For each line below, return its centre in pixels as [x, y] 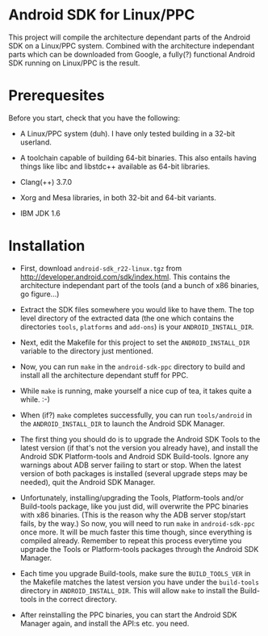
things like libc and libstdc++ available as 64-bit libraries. [115, 166]
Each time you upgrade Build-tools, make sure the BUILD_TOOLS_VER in [135, 573]
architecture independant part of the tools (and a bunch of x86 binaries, [140, 285]
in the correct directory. [77, 599]
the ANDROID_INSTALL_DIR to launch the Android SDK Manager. [122, 423]
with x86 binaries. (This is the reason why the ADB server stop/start [133, 515]
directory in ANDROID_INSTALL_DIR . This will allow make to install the [129, 590]
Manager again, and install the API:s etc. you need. [105, 623]
